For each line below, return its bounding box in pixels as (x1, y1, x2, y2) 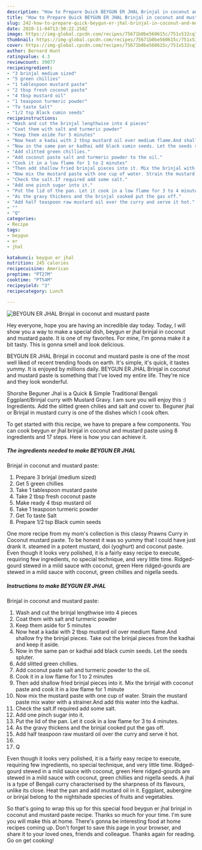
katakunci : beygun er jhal (7, 254, 74, 260)
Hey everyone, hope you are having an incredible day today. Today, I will (7, 321, 186, 328)
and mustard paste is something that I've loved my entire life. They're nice (7, 371, 190, 379)
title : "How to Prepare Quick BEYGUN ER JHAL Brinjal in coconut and (7, 14, 185, 20)
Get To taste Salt (15, 512, 57, 519)
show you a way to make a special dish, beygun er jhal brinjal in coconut (7, 328, 185, 335)
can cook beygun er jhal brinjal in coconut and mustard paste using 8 (7, 427, 178, 434)
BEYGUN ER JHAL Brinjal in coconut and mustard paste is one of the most (7, 353, 190, 360)
